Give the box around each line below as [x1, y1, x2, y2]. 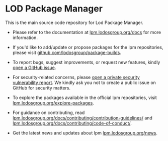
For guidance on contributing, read [12, 109, 85, 115]
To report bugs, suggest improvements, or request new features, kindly [12, 59, 160, 65]
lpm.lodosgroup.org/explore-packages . [12, 99, 94, 105]
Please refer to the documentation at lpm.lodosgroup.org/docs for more [12, 29, 161, 35]
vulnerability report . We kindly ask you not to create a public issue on [12, 79, 156, 85]
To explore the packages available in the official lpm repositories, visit [12, 94, 157, 100]
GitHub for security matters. [12, 84, 71, 90]
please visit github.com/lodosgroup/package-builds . [12, 49, 122, 55]
